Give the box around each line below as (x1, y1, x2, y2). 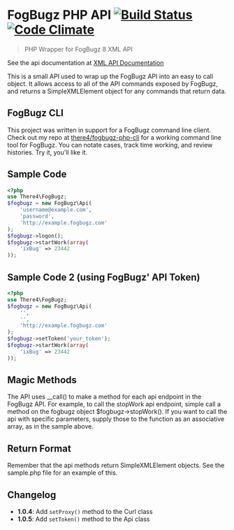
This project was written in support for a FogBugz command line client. (7, 126, 212, 134)
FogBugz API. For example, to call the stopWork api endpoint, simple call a (7, 400, 221, 408)
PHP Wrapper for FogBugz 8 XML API (24, 45, 133, 53)
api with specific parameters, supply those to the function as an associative (7, 415, 225, 423)
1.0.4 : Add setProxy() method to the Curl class (17, 508, 153, 516)
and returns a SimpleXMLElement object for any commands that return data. (7, 87, 227, 95)
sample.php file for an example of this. (7, 468, 118, 477)
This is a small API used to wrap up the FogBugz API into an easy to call (7, 72, 214, 80)
